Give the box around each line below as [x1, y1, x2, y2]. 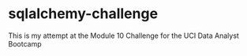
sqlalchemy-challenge [8, 5, 159, 23]
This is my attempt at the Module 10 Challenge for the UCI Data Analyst [8, 31, 239, 40]
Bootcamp [8, 39, 42, 48]
